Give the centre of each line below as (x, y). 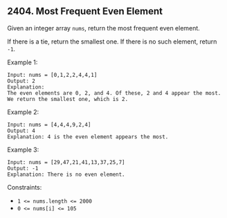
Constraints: (25, 187)
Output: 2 (21, 81)
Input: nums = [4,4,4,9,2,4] (49, 125)
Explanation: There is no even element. (66, 174)
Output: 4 (21, 131)
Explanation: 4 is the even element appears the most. (88, 137)
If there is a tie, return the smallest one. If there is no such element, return (112, 42)
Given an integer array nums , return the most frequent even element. (104, 28)
